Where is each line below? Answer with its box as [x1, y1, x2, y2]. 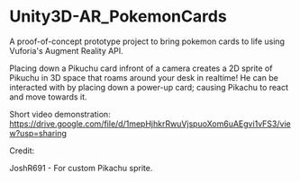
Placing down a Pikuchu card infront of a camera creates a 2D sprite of [9, 63, 273, 74]
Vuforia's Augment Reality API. [9, 45, 123, 56]
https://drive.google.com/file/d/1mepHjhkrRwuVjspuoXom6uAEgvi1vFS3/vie [9, 118, 291, 129]
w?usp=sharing [9, 127, 68, 138]
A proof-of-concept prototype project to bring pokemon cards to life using [9, 36, 286, 47]
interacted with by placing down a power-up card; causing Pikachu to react [9, 82, 289, 92]
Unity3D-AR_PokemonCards [9, 6, 227, 27]
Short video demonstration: [9, 108, 111, 119]
